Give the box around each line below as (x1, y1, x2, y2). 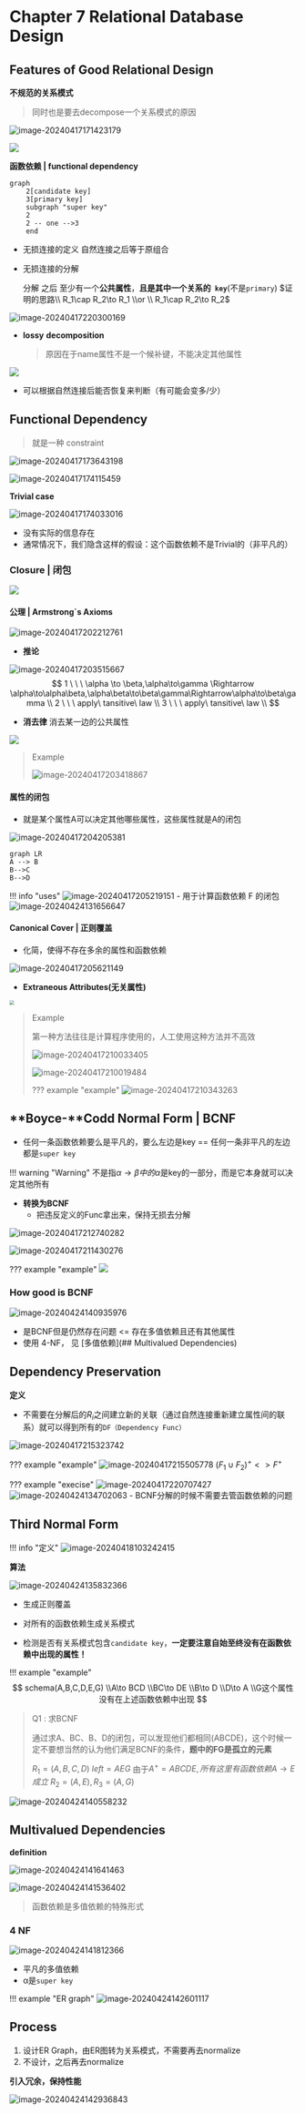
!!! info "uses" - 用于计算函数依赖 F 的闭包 (9, 890, 280, 901)
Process (9, 2019, 57, 2035)
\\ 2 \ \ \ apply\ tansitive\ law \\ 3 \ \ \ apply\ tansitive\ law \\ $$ (46, 698, 280, 709)
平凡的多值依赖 (22, 1964, 79, 1975)
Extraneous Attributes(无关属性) (22, 981, 147, 992)
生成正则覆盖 (22, 1598, 71, 1609)
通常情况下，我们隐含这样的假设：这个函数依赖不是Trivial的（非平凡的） (22, 538, 293, 549)
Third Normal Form (9, 1517, 119, 1532)
